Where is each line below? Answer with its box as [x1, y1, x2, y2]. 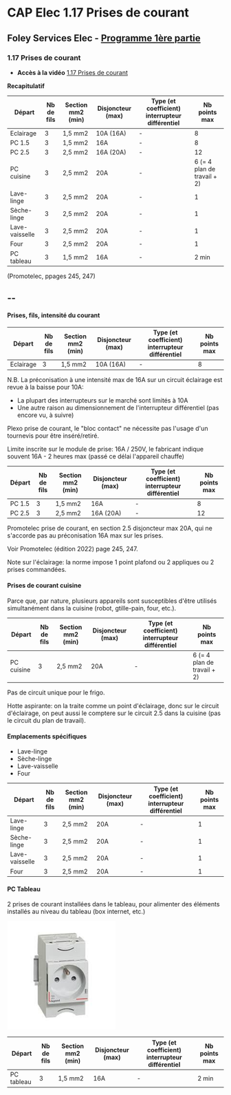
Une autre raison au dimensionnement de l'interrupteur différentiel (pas [16, 403, 219, 412]
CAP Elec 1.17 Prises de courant [7, 5, 189, 21]
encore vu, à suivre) [16, 411, 74, 419]
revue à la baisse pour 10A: [7, 383, 84, 391]
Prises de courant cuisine [7, 582, 82, 590]
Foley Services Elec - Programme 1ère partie [7, 32, 201, 44]
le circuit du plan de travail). [7, 716, 86, 724]
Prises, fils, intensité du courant [7, 311, 100, 319]
